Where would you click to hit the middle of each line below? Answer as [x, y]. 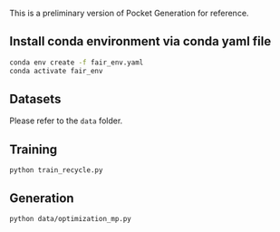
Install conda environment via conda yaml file [140, 41]
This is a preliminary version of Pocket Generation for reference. [129, 13]
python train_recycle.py [56, 170]
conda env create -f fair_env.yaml [77, 63]
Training [34, 149]
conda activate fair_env [56, 71]
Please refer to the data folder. [66, 121]
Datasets [35, 99]
